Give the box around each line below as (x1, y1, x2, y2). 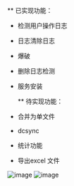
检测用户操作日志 (17, 21, 68, 30)
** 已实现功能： (7, 6, 53, 14)
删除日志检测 (17, 67, 55, 75)
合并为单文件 (17, 113, 55, 120)
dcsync (17, 127, 39, 135)
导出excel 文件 (17, 156, 60, 165)
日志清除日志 (17, 36, 55, 45)
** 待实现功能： (17, 97, 63, 105)
